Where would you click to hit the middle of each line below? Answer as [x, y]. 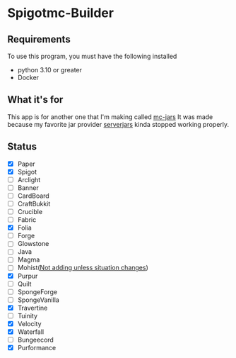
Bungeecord [36, 340]
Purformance [37, 348]
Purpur [28, 276]
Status [22, 147]
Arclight [29, 179]
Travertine [33, 308]
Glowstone [33, 244]
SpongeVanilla [39, 300]
